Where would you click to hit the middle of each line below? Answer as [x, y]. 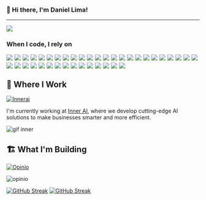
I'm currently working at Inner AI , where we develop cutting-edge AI [92, 111]
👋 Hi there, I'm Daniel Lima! [47, 10]
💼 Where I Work [37, 84]
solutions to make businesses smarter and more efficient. [79, 117]
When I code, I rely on [39, 44]
